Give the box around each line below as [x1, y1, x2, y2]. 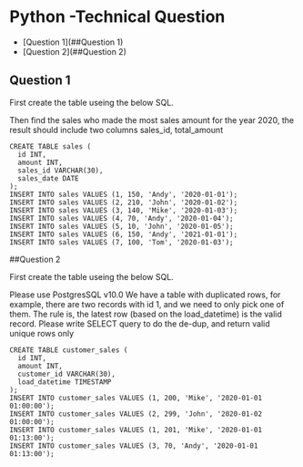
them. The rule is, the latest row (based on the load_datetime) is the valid [9, 308, 282, 319]
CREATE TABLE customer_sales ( [9, 345, 128, 355]
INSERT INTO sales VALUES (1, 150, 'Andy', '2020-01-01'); [9, 190, 238, 199]
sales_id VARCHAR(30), [17, 166, 104, 175]
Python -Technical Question [9, 6, 226, 27]
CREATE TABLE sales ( [9, 141, 92, 151]
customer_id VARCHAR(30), [17, 369, 116, 379]
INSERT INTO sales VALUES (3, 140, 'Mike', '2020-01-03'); [9, 205, 238, 215]
